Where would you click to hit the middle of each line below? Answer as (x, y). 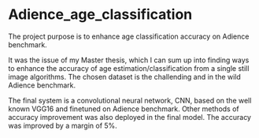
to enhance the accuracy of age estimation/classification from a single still (129, 68)
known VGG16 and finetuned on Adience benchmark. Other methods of (124, 109)
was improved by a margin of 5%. (63, 125)
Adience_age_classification (100, 15)
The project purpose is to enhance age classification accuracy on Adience (129, 36)
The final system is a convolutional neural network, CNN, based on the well (130, 100)
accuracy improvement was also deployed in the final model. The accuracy (130, 117)
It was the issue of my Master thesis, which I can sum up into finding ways (129, 60)
